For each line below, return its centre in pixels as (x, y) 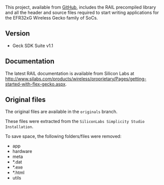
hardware (22, 151)
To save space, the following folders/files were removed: (63, 136)
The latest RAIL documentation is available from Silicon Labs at (70, 73)
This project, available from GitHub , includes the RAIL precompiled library (81, 7)
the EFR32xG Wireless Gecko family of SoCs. (52, 18)
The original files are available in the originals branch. (61, 111)
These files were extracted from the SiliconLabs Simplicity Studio (75, 121)
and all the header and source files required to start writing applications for (82, 12)
